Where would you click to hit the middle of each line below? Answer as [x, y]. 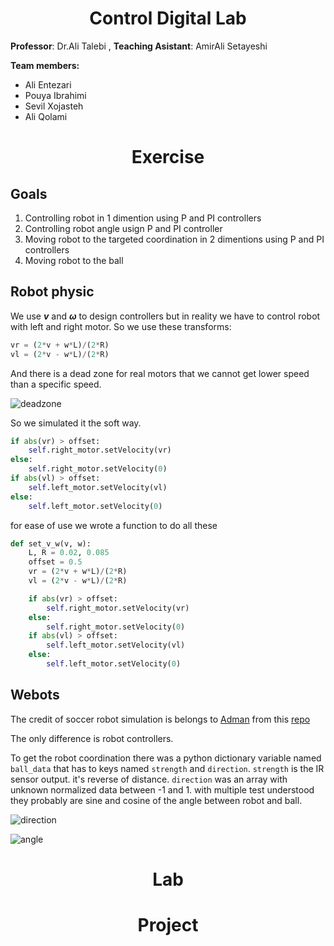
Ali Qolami [46, 116]
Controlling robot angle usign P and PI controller [123, 228]
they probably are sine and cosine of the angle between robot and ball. [156, 800]
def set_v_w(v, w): [51, 543]
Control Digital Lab [168, 18]
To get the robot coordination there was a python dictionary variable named [166, 758]
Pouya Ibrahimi [55, 95]
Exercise [168, 157]
